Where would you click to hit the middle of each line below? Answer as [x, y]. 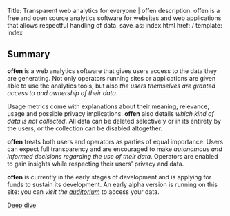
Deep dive [22, 205]
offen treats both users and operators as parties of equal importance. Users [115, 141]
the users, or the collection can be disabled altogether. [85, 128]
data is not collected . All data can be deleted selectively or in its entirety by [114, 121]
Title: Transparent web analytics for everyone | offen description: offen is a [114, 11]
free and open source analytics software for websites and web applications [114, 18]
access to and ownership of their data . [63, 92]
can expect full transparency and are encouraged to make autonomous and [115, 149]
